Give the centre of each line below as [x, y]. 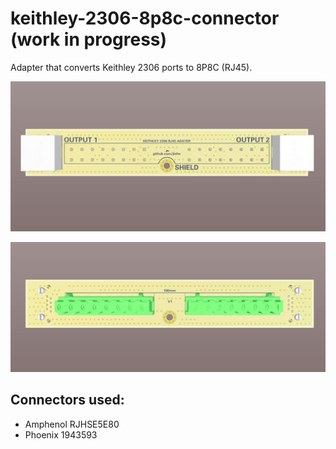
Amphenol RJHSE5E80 [72, 424]
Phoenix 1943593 [61, 434]
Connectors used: [67, 400]
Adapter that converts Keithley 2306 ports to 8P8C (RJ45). [131, 67]
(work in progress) [89, 39]
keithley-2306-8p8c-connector [145, 18]
